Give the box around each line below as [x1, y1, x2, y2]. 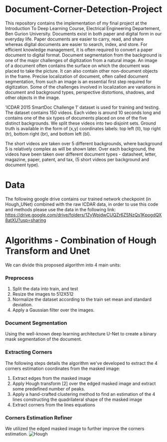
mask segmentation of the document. [5, 336, 82, 342]
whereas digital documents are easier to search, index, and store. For [5, 41, 148, 47]
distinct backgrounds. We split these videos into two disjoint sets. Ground [5, 120, 156, 126]
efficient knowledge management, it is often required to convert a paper [5, 47, 153, 53]
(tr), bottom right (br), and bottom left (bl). [5, 131, 91, 137]
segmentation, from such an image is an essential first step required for [5, 79, 152, 85]
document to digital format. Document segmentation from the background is [5, 52, 162, 58]
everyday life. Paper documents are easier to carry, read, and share [5, 36, 144, 42]
